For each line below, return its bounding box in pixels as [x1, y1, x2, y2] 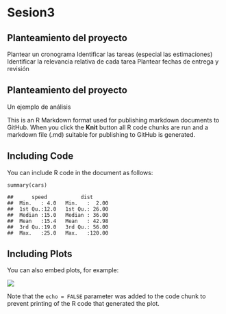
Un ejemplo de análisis [7, 103, 71, 111]
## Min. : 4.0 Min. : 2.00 [7, 200, 109, 207]
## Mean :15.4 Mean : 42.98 [7, 218, 109, 224]
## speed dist [7, 194, 94, 200]
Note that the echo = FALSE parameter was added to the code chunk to [7, 292, 206, 300]
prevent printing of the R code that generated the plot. [7, 300, 160, 308]
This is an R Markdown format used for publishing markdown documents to [7, 116, 220, 124]
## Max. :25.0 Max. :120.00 [7, 229, 109, 237]
